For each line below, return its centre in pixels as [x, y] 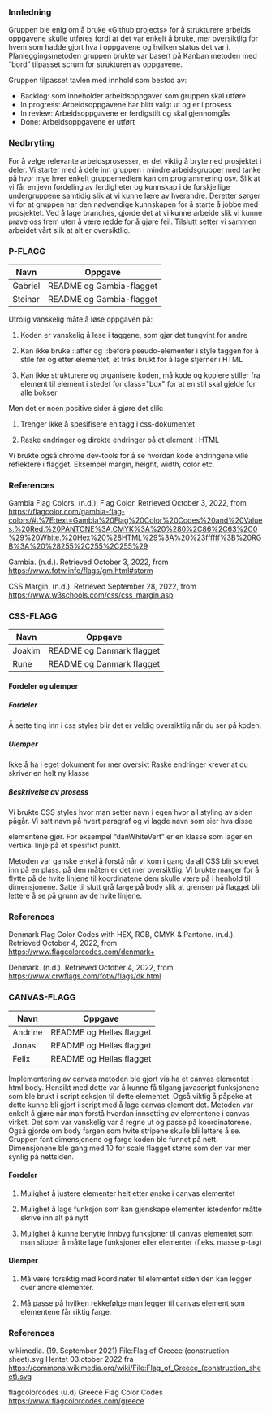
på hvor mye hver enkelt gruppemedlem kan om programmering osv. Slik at [135, 178]
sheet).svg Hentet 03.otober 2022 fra [71, 1359]
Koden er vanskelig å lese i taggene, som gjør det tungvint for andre [133, 335]
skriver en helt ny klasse [49, 773]
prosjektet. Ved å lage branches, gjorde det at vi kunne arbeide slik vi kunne [135, 212]
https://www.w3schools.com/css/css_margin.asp [91, 595]
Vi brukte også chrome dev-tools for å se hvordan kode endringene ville [129, 455]
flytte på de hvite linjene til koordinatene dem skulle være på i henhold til [129, 878]
